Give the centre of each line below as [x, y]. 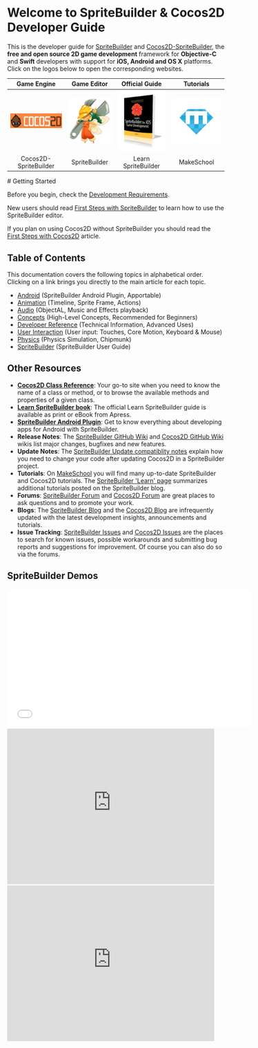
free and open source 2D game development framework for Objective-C [112, 54]
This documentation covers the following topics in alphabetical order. [105, 275]
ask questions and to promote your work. [76, 502]
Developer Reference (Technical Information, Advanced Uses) [106, 325]
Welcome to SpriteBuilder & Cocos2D [116, 13]
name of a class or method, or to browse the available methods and [113, 392]
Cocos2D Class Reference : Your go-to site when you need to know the [119, 385]
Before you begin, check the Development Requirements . [89, 194]
